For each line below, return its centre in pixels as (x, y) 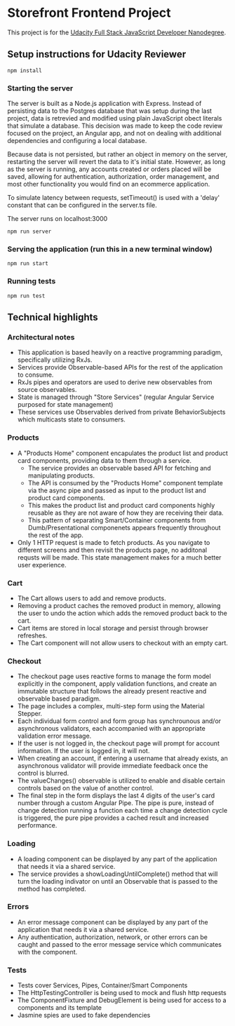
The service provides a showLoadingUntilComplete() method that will (117, 874)
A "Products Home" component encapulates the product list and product (122, 453)
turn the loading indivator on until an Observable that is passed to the (117, 881)
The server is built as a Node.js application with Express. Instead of (105, 104)
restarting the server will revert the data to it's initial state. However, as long (116, 162)
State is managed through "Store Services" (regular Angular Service (116, 397)
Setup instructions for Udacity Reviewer (97, 54)
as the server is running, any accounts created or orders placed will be (109, 169)
